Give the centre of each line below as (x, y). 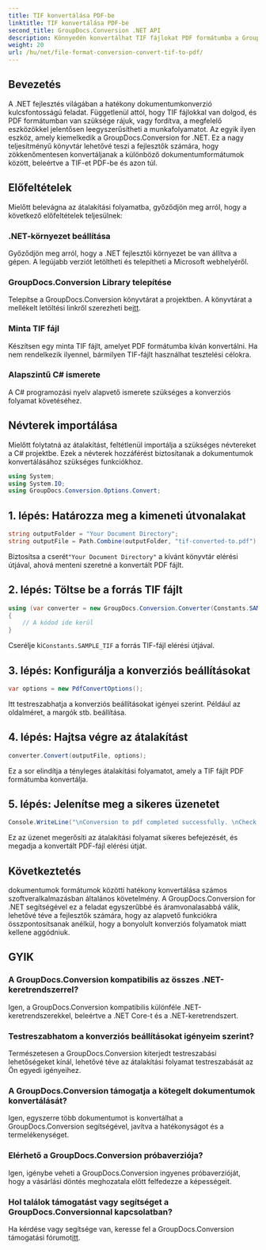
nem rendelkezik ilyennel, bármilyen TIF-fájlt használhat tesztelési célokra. (130, 354)
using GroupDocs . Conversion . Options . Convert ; (84, 491)
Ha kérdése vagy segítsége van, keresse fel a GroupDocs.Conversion (122, 1229)
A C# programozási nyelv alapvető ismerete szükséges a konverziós (120, 392)
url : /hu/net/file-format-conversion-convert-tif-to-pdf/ (106, 52)
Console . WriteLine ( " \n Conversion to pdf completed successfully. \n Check (133, 823)
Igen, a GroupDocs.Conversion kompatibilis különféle (95, 1007)
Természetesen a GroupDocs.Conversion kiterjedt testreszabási (112, 1053)
